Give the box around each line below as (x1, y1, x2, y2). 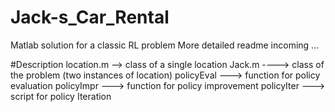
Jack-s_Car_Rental (10, 6, 170, 29)
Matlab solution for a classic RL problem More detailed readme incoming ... (10, 39, 320, 51)
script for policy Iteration (10, 90, 112, 102)
